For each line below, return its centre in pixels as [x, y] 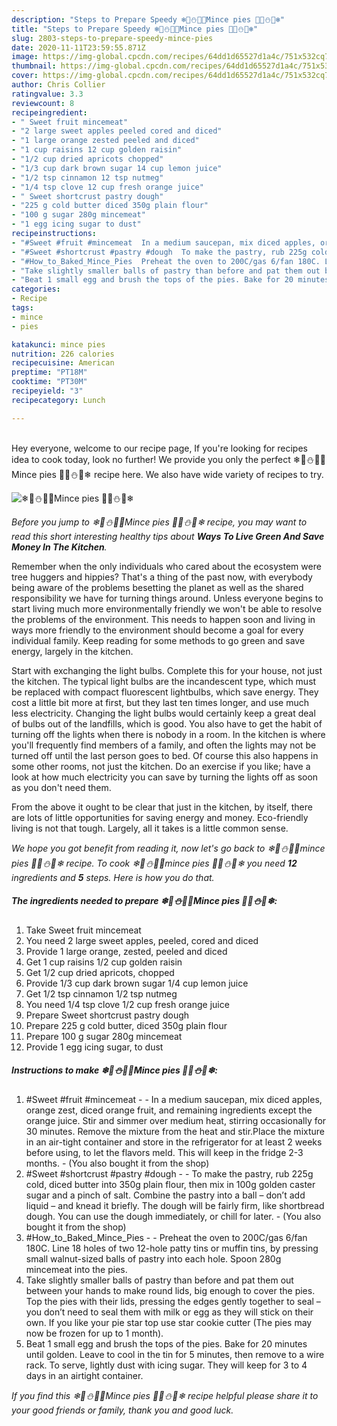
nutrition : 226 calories [63, 354]
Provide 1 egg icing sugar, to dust [94, 1047]
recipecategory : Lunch [58, 400]
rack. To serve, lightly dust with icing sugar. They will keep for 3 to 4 [166, 1365]
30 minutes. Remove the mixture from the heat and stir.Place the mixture [175, 1131]
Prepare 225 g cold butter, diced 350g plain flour [126, 1025]
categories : [36, 289]
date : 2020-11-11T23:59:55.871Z [78, 47]
